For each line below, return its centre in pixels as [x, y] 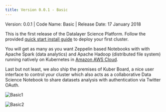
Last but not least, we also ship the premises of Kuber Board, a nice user [80, 69]
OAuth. [12, 85]
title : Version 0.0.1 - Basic [37, 10]
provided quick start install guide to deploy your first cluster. [67, 39]
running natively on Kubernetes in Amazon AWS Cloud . [62, 59]
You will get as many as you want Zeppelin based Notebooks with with [78, 48]
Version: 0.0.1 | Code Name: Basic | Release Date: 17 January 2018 [73, 24]
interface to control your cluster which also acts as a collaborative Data [78, 74]
